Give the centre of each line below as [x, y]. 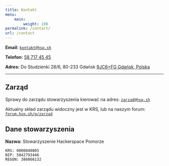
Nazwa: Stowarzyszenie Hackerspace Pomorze [55, 141]
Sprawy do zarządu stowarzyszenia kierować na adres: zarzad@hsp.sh [78, 99]
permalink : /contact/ [28, 29]
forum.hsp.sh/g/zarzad [29, 114]
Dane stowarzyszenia [40, 129]
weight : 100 [36, 24]
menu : [11, 15]
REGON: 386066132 [23, 159]
